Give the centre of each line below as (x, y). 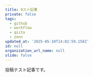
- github (18, 23)
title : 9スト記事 (21, 10)
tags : (11, 19)
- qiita (17, 32)
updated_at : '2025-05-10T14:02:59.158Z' (47, 42)
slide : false (18, 55)
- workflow (21, 28)
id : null (14, 46)
